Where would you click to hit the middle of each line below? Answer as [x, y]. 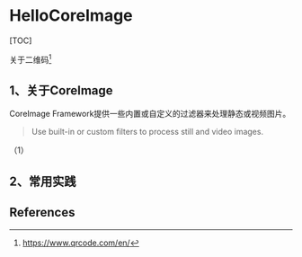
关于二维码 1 [31, 58]
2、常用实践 [43, 181]
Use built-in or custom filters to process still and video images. [147, 132]
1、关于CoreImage [62, 90]
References [42, 213]
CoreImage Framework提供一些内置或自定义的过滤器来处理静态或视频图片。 [150, 114]
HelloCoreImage [71, 16]
